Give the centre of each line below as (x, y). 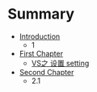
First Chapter (41, 53)
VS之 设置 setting (60, 63)
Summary (41, 14)
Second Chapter (46, 72)
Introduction (40, 36)
